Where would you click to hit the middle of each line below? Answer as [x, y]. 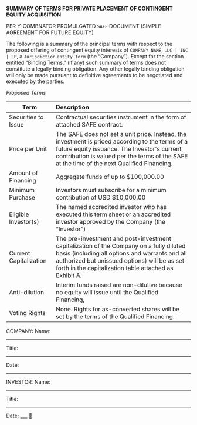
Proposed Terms [26, 93]
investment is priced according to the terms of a [122, 142]
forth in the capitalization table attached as [114, 268]
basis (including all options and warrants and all [121, 253]
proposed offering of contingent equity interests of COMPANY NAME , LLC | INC [97, 50]
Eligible [19, 214]
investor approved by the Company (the [111, 222]
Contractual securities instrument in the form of [121, 117]
